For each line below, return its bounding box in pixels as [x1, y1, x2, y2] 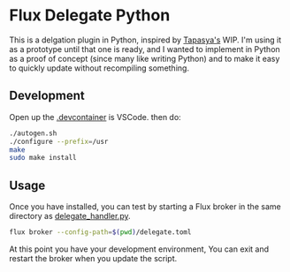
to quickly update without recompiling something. [9, 63, 190, 73]
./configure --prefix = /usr [9, 137, 109, 146]
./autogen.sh [9, 129, 57, 138]
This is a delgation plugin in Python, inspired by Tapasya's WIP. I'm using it [9, 34, 282, 45]
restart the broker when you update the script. [9, 253, 178, 263]
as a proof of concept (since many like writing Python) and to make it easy [9, 53, 280, 64]
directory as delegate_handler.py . [9, 211, 131, 222]
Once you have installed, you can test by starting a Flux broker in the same [9, 201, 281, 212]
